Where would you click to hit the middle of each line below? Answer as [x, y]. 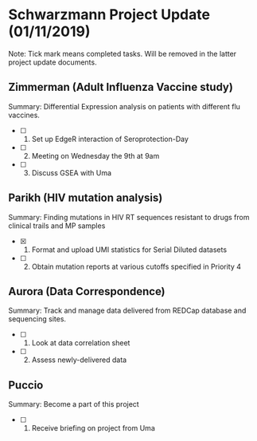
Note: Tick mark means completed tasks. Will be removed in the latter [123, 53]
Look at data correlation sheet [81, 343]
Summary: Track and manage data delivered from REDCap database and [127, 311]
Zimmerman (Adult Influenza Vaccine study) [121, 87]
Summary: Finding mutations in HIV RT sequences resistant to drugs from [129, 217]
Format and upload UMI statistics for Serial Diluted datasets [129, 250]
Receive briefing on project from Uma [93, 428]
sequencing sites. [37, 319]
